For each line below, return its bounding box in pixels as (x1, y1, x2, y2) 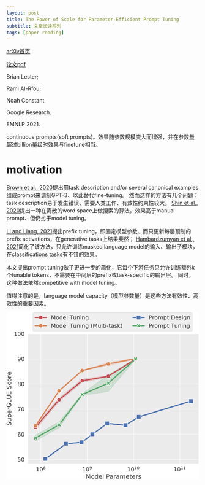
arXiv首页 (6, 48, 31, 55)
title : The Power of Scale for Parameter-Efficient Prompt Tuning (6, 16, 179, 23)
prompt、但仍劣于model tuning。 (6, 215, 90, 222)
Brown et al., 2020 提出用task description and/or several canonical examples (6, 184, 199, 192)
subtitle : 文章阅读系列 (6, 23, 61, 29)
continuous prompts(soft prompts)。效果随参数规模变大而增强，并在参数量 (6, 133, 195, 141)
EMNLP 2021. (6, 120, 41, 128)
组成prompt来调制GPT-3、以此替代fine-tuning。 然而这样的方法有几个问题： (6, 192, 199, 199)
